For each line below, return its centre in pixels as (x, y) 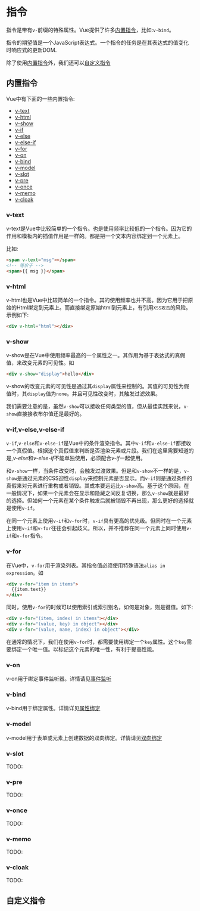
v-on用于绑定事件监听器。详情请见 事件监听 (59, 679)
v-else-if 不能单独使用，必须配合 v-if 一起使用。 (89, 458)
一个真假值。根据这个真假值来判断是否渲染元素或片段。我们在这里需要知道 (97, 451)
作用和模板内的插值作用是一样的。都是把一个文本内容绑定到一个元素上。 (95, 236)
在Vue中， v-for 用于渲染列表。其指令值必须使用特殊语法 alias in (86, 565)
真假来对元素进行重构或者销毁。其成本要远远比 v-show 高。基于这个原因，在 (98, 486)
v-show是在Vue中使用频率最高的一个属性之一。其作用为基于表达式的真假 (96, 355)
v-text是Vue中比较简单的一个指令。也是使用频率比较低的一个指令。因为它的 (99, 229)
